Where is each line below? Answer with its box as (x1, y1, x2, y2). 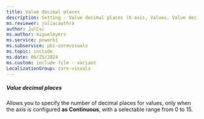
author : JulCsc (6, 25, 45, 32)
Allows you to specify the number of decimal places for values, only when (6, 100, 191, 107)
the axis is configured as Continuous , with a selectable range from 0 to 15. (6, 106, 193, 113)
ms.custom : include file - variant (6, 59, 97, 66)
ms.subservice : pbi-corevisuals (6, 43, 88, 49)
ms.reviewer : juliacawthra (6, 20, 75, 26)
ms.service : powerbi (6, 37, 59, 43)
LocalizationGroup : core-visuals (6, 65, 91, 72)
